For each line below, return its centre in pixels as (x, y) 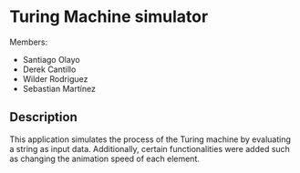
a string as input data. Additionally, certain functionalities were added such (150, 148)
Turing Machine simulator (109, 17)
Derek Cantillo (49, 69)
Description (43, 117)
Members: (29, 42)
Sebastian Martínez (59, 88)
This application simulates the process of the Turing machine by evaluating (150, 139)
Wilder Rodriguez (55, 78)
